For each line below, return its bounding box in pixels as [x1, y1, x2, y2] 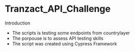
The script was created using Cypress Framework [12, 40, 117, 46]
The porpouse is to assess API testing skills [12, 35, 104, 41]
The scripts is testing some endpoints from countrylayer [12, 30, 130, 36]
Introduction [5, 20, 31, 26]
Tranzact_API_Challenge [5, 3, 111, 15]
